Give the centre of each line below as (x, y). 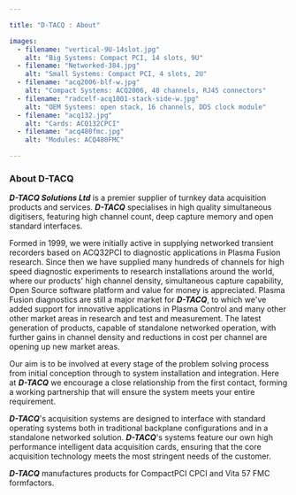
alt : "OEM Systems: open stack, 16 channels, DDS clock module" (146, 107)
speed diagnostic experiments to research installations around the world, (142, 272)
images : (23, 41)
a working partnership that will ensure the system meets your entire (132, 392)
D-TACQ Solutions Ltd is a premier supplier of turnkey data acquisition (138, 198)
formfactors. (32, 483)
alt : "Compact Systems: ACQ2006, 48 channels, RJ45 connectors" (146, 90)
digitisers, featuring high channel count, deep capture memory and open (141, 217)
